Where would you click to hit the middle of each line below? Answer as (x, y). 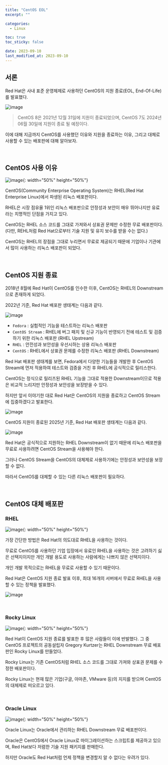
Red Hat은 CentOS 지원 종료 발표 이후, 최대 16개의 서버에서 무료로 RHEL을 (78, 578)
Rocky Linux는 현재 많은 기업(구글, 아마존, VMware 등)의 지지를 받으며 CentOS (83, 679)
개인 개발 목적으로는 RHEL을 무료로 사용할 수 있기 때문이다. (63, 568)
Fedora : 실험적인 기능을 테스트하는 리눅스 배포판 (60, 326)
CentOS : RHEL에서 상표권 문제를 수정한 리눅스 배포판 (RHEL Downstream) (86, 351)
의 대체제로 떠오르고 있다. (30, 685)
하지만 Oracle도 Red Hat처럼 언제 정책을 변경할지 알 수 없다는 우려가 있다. (78, 757)
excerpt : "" (18, 15)
